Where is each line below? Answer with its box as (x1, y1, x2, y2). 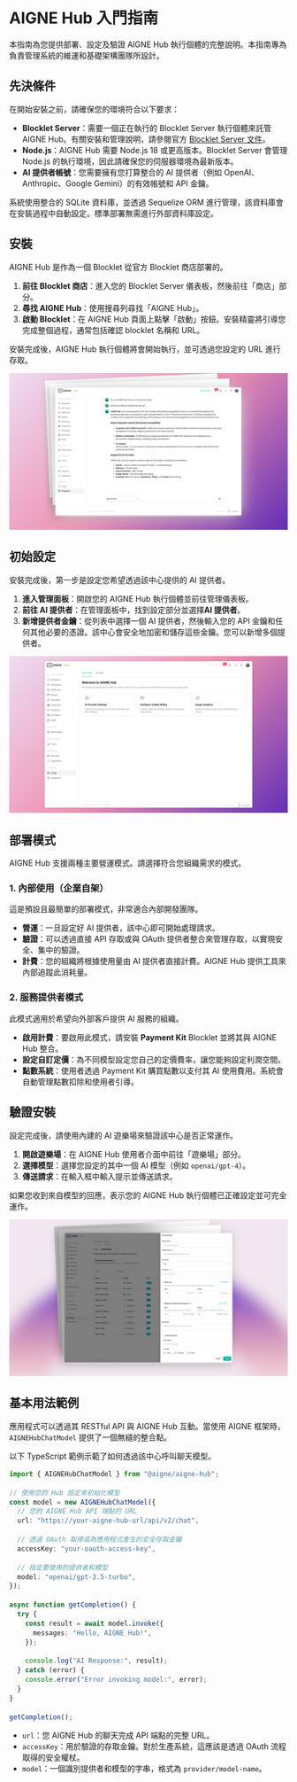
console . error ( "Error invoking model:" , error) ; (25, 1676, 208, 1685)
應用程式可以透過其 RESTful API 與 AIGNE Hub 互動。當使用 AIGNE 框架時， (9, 1420, 286, 1431)
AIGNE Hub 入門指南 (9, 8, 159, 28)
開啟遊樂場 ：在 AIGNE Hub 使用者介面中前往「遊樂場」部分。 (21, 1148, 246, 1159)
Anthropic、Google (21, 178, 93, 189)
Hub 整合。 (21, 1043, 64, 1054)
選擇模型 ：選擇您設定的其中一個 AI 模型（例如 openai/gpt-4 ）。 (21, 1160, 250, 1171)
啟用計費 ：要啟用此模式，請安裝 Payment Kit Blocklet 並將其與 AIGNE (21, 1031, 277, 1042)
